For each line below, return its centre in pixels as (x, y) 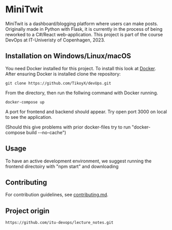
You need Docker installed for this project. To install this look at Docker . (81, 68)
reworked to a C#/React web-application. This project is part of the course (84, 34)
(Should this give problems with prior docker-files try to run (68, 127)
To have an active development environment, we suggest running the (79, 161)
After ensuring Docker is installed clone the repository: (63, 74)
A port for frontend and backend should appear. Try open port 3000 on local (86, 112)
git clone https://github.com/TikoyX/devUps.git (58, 83)
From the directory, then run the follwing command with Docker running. (82, 93)
